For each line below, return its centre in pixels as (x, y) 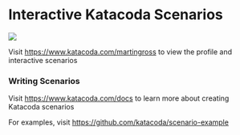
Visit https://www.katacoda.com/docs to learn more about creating (119, 98)
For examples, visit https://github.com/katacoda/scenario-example (118, 122)
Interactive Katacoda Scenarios (116, 15)
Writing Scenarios (44, 81)
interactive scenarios (43, 60)
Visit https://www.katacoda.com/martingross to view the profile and (120, 52)
